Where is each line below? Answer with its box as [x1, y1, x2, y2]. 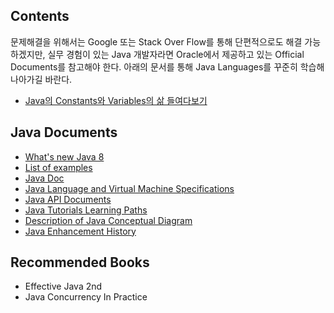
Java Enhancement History [24, 225, 137, 237]
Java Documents [10, 124, 118, 141]
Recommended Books [10, 254, 150, 271]
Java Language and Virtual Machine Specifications [24, 182, 235, 194]
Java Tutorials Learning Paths [24, 204, 148, 216]
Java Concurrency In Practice [24, 291, 148, 303]
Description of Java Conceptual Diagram [24, 214, 193, 226]
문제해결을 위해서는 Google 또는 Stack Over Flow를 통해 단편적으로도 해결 [10, 35, 303, 48]
